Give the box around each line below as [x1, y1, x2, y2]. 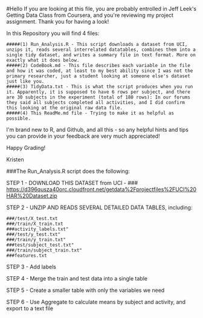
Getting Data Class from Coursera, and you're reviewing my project [6, 11, 174, 19]
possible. [6, 115, 31, 122]
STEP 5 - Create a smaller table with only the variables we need [6, 287, 165, 294]
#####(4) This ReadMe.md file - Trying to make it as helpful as [6, 110, 174, 116]
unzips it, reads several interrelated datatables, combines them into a [6, 47, 196, 53]
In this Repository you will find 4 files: [6, 30, 100, 37]
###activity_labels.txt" [6, 226, 69, 232]
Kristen [6, 156, 24, 163]
